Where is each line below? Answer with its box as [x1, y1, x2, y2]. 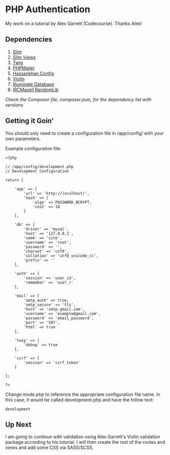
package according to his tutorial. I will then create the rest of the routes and [5, 439, 165, 445]
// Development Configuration [5, 168, 70, 174]
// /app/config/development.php [5, 164, 74, 169]
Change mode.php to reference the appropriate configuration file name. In [5, 391, 161, 397]
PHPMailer [12, 65, 35, 71]
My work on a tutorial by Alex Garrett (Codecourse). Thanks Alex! [5, 20, 142, 26]
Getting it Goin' [5, 117, 54, 125]
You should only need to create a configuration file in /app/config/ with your [5, 130, 164, 136]
